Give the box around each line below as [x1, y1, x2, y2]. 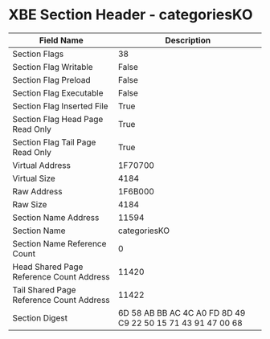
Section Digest [12, 312, 68, 323]
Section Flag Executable [12, 87, 104, 98]
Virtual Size [12, 173, 56, 184]
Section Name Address [12, 211, 100, 223]
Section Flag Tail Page [12, 137, 96, 148]
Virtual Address [12, 159, 71, 170]
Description [165, 35, 211, 46]
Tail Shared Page [12, 284, 76, 295]
